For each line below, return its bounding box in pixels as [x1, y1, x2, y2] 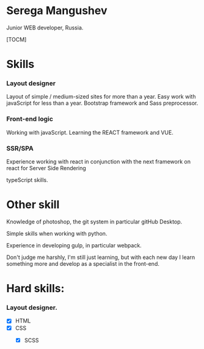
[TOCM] [6, 36, 27, 43]
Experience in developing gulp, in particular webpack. [6, 241, 142, 249]
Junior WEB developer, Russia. [6, 24, 84, 31]
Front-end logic [6, 114, 54, 123]
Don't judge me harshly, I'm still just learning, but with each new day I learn [6, 253, 195, 261]
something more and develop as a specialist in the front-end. [6, 260, 160, 267]
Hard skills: [6, 282, 65, 296]
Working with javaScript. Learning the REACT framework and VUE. [6, 129, 174, 136]
